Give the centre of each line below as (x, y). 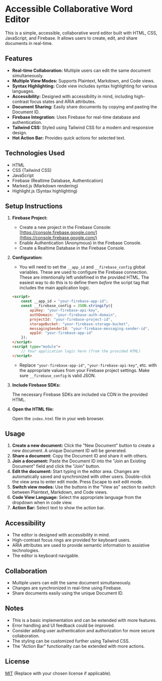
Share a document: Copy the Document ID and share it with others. (80, 456)
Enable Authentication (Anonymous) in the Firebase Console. (81, 243)
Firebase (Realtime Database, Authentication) (58, 180)
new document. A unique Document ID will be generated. (69, 451)
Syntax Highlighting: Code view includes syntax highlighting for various (84, 86)
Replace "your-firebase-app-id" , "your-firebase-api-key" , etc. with (88, 365)
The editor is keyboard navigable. (45, 556)
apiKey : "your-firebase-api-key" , (65, 310)
